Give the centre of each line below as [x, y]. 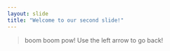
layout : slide [28, 14]
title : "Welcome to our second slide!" [66, 20]
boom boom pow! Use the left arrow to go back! [94, 40]
